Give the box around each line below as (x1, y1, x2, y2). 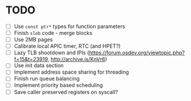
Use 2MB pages (13, 36, 53, 43)
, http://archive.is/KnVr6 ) (47, 56, 107, 63)
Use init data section (13, 62, 64, 69)
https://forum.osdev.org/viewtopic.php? (88, 49, 185, 56)
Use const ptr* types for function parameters (13, 23, 125, 30)
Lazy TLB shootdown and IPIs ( (13, 49, 89, 56)
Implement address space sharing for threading (13, 68, 129, 76)
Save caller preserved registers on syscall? (13, 88, 118, 95)
